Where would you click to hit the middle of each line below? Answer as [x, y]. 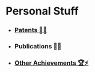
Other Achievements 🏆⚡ [51, 63]
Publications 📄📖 [38, 47]
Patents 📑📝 [31, 30]
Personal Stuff [42, 11]
